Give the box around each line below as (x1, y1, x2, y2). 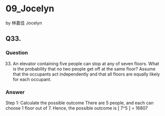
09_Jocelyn (5, 3, 55, 14)
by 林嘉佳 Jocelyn (5, 20, 42, 26)
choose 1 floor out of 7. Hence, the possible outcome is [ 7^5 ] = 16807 (5, 105, 148, 111)
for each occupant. (12, 76, 52, 82)
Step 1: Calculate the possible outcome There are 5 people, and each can (5, 100, 154, 106)
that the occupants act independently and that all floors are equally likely (12, 71, 160, 77)
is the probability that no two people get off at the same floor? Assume (12, 66, 156, 72)
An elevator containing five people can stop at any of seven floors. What (12, 60, 159, 67)
